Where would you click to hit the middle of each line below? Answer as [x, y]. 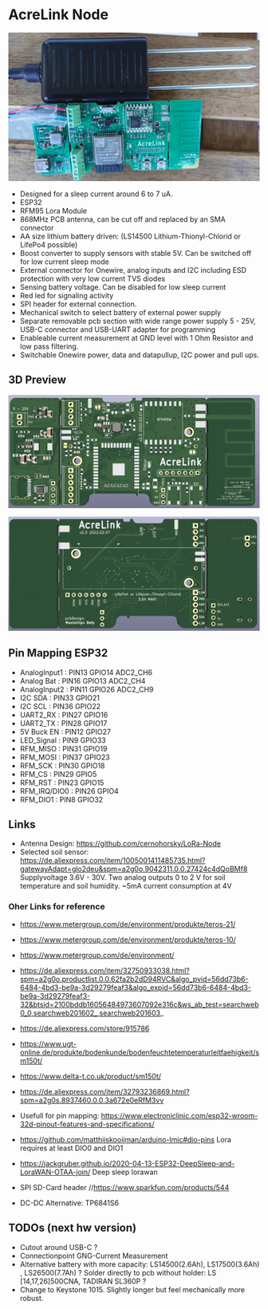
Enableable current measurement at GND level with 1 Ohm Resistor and [136, 337]
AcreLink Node [59, 15]
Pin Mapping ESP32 [58, 653]
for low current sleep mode [64, 262]
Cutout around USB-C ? [59, 1247]
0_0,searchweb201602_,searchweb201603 [90, 1013]
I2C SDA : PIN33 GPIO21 [59, 698]
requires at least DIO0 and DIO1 [71, 1148]
